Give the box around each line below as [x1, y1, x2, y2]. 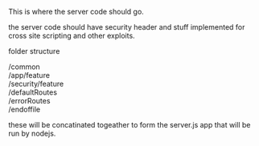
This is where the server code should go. [8, 7, 145, 16]
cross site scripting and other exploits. [8, 31, 135, 40]
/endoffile [8, 104, 41, 114]
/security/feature [8, 79, 64, 88]
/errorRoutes [8, 96, 51, 105]
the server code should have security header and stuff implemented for [8, 22, 245, 31]
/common [8, 62, 40, 71]
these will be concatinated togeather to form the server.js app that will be [8, 120, 251, 129]
